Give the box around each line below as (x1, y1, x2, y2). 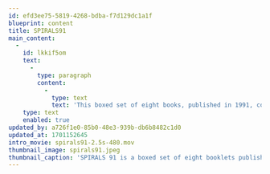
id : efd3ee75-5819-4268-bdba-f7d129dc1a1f (8, 11, 153, 20)
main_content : (8, 34, 56, 42)
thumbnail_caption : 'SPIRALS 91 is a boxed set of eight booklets (8, 153, 235, 161)
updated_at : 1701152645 (8, 131, 88, 139)
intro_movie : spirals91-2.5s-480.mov (8, 138, 135, 147)
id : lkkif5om (22, 49, 67, 57)
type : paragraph (37, 71, 92, 79)
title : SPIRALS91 (8, 26, 67, 34)
